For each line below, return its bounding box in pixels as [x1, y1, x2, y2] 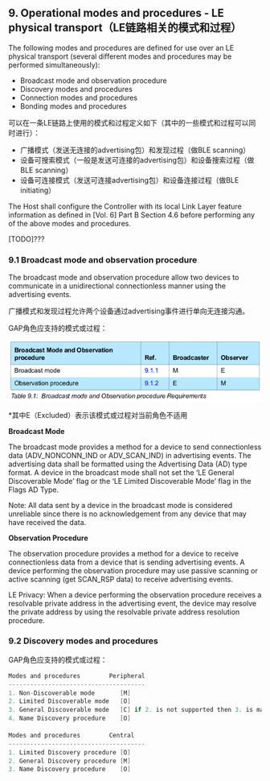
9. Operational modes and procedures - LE [8, 6, 224, 20]
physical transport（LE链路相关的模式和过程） [8, 21, 242, 35]
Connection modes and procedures [19, 93, 138, 102]
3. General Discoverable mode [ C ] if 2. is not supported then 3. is [8, 706, 253, 714]
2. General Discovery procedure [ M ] [8, 757, 131, 765]
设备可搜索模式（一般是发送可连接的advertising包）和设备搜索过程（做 [19, 155, 255, 164]
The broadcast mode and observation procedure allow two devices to [8, 273, 239, 283]
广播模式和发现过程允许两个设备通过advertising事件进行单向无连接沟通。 [8, 306, 250, 316]
